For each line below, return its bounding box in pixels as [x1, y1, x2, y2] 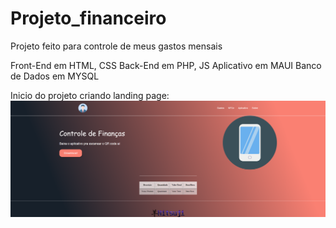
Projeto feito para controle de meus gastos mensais [10, 40, 223, 52]
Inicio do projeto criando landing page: [10, 89, 170, 101]
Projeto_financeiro [10, 7, 167, 30]
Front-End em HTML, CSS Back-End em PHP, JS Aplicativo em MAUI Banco [10, 59, 322, 71]
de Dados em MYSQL [10, 70, 100, 82]
